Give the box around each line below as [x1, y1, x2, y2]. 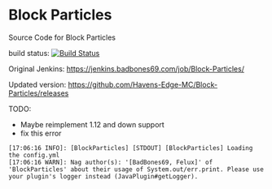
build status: [8, 48, 50, 58]
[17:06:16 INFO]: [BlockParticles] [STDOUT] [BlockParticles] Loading [8, 144, 253, 152]
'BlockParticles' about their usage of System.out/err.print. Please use [8, 165, 265, 174]
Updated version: [8, 79, 67, 89]
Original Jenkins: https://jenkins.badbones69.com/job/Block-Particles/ [8, 63, 244, 74]
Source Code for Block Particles [8, 32, 116, 42]
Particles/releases [8, 88, 69, 98]
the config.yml [8, 151, 60, 159]
